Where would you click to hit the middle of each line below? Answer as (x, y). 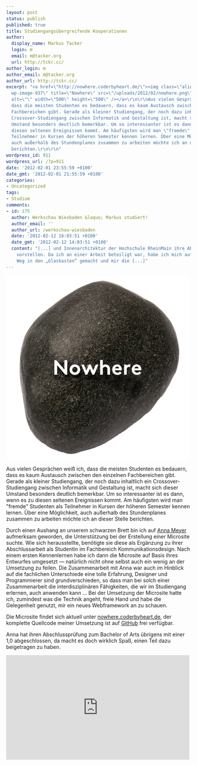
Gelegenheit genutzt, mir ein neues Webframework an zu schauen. (87, 605)
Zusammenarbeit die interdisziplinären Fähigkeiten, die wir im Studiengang (96, 587)
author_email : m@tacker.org (40, 74)
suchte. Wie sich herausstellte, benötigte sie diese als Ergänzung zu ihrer (95, 542)
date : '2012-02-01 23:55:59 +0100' (50, 168)
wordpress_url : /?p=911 (35, 161)
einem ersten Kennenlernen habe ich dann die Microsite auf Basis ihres (92, 555)
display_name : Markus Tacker (47, 44)
